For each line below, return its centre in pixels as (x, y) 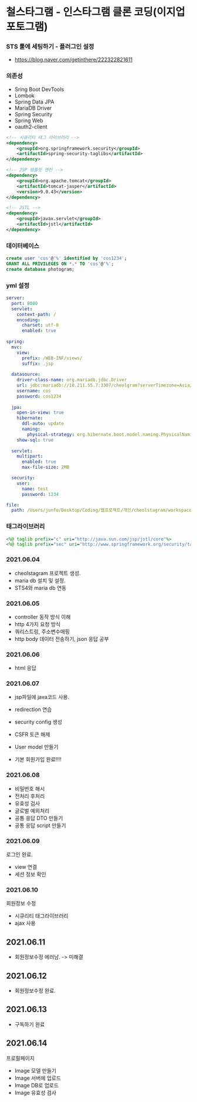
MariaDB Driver (33, 108)
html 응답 (26, 668)
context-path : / (37, 314)
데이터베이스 (23, 246)
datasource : (26, 374)
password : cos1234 (39, 396)
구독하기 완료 (30, 1024)
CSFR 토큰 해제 (32, 734)
